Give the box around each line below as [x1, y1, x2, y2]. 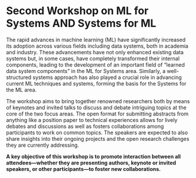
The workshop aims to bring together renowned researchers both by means [6, 97, 190, 104]
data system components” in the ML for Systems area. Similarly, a [6, 67, 166, 74]
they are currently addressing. [6, 141, 79, 149]
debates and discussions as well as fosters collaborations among [6, 123, 164, 130]
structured [6, 74, 32, 81]
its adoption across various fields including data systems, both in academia [6, 42, 188, 50]
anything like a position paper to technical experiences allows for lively [6, 116, 178, 123]
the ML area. [6, 86, 37, 93]
